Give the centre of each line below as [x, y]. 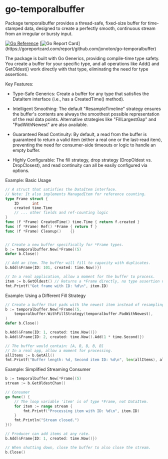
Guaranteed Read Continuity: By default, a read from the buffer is [79, 134]
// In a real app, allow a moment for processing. [59, 350]
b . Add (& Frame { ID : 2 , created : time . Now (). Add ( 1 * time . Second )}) [75, 337]
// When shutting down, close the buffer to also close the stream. [78, 447]
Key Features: [19, 84]
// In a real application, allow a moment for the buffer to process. [80, 277]
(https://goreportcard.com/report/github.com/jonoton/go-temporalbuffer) [81, 48]
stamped [14, 28]
